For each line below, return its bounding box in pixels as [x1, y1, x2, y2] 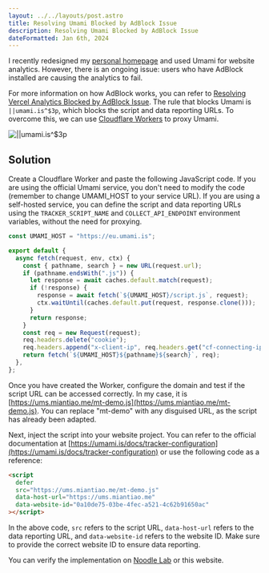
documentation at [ [8, 438, 71, 448]
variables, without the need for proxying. [8, 217, 143, 227]
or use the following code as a [159, 446, 260, 457]
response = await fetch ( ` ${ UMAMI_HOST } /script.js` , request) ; [37, 292, 249, 300]
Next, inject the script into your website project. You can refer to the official [8, 430, 256, 439]
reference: [8, 455, 42, 465]
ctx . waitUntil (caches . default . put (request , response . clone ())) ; [37, 299, 256, 307]
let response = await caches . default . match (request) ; [29, 276, 214, 284]
